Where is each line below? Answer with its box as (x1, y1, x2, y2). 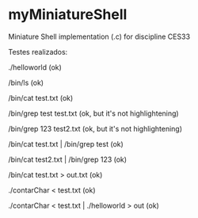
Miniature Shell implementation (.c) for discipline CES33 (8, 32, 191, 41)
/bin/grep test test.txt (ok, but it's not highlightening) (8, 109, 180, 118)
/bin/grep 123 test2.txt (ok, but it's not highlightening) (8, 124, 183, 133)
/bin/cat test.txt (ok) (8, 93, 74, 102)
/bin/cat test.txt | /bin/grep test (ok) (8, 139, 124, 148)
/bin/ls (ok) (8, 78, 44, 87)
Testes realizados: (8, 47, 68, 56)
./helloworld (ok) (8, 62, 62, 72)
